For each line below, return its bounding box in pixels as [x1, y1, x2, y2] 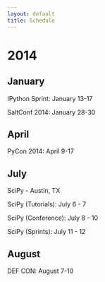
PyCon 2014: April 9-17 [7, 147, 74, 155]
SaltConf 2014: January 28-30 [7, 107, 96, 117]
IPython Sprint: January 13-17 [7, 94, 93, 102]
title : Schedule [7, 17, 55, 24]
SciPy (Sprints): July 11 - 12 [7, 228, 86, 236]
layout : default [7, 10, 55, 18]
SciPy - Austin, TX [7, 187, 61, 195]
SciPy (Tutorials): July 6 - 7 [7, 200, 87, 208]
